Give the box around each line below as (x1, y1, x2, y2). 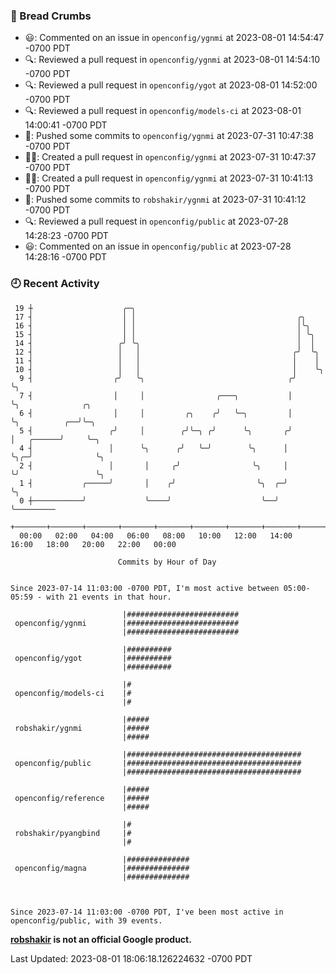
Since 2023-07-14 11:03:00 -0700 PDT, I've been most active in (10, 907, 284, 917)
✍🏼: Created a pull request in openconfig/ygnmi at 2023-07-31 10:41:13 (24, 172, 314, 184)
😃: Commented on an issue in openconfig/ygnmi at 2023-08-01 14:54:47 (24, 32, 325, 44)
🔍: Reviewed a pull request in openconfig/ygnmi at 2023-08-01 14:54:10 (24, 54, 321, 66)
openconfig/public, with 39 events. (10, 915, 163, 926)
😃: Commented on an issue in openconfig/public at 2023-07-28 (24, 240, 292, 253)
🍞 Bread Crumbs (10, 9, 92, 23)
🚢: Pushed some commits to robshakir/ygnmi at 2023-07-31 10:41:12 (24, 194, 307, 206)
